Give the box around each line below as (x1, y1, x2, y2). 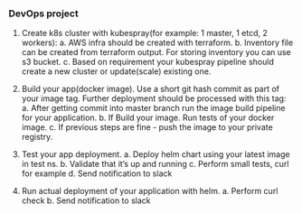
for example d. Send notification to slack (21, 168, 173, 179)
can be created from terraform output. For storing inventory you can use (21, 47, 291, 58)
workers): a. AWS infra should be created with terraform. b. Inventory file (21, 37, 294, 48)
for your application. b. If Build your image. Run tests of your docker (21, 112, 275, 124)
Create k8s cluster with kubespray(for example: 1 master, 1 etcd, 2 (21, 28, 269, 39)
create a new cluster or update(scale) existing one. (21, 66, 212, 77)
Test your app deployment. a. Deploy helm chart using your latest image (21, 149, 290, 160)
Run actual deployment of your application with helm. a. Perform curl (21, 186, 278, 197)
